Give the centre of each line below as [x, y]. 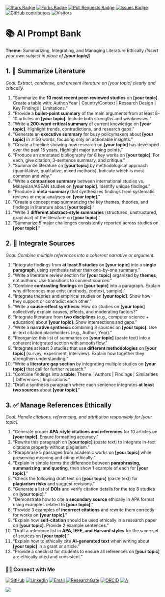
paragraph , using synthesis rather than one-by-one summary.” [76, 270]
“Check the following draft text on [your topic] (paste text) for [75, 479]
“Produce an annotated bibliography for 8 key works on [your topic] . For [86, 155]
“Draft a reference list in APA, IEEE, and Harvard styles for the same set [85, 531]
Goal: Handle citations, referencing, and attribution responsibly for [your [79, 417]
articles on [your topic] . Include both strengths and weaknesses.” [85, 118]
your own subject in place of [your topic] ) [48, 55]
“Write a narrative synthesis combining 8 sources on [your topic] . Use [85, 327]
